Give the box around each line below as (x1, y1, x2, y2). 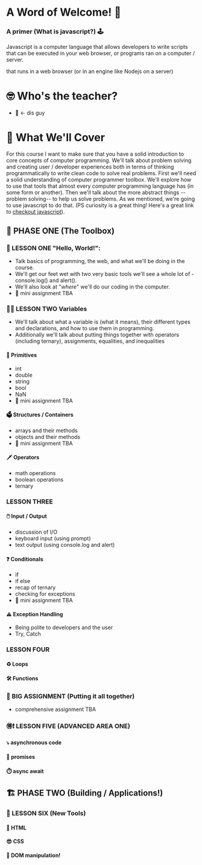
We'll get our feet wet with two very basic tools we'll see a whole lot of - (14, 270, 195, 278)
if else (14, 578, 31, 585)
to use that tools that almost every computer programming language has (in (6, 182, 194, 190)
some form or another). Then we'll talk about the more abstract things (6, 189, 180, 196)
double (14, 371, 33, 378)
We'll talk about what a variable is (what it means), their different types (14, 318, 191, 325)
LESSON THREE (6, 497, 53, 506)
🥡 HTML (6, 824, 27, 831)
